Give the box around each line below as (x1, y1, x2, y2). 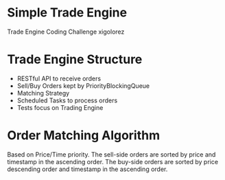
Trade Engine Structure (7, 52, 143, 67)
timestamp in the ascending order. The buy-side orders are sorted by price (7, 157, 218, 166)
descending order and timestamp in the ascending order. (7, 165, 168, 173)
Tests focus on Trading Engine (16, 103, 104, 111)
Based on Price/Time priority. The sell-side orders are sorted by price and (7, 150, 216, 159)
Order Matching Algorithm (7, 128, 161, 144)
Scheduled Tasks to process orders (16, 96, 118, 104)
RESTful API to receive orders (16, 74, 102, 82)
